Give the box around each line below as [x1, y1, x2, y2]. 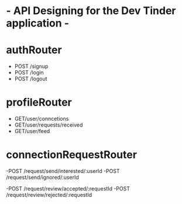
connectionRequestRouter [6, 148, 138, 162]
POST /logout [14, 75, 48, 83]
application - [6, 16, 69, 30]
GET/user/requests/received [14, 121, 83, 128]
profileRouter [6, 96, 72, 109]
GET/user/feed [14, 128, 50, 135]
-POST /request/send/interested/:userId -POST [6, 168, 120, 174]
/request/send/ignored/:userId [6, 174, 79, 181]
